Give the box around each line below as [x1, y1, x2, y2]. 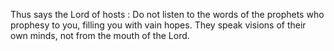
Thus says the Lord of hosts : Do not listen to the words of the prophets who [10, 9, 325, 20]
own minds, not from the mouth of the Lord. [10, 30, 190, 41]
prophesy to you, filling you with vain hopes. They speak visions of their [10, 19, 307, 31]
